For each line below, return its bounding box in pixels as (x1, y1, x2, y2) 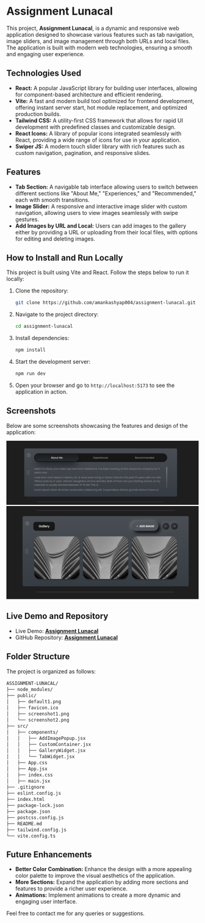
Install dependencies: (15, 335, 70, 342)
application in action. (15, 388, 68, 395)
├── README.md (6, 820, 43, 827)
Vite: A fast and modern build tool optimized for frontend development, (15, 97, 195, 104)
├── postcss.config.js (6, 814, 64, 820)
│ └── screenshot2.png (6, 717, 70, 723)
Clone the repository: (15, 287, 69, 294)
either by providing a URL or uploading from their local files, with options (15, 228, 198, 236)
